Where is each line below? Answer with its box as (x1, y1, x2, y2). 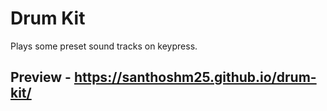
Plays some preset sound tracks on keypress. (10, 40, 198, 52)
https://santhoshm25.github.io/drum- (73, 69, 317, 86)
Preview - (10, 69, 72, 86)
